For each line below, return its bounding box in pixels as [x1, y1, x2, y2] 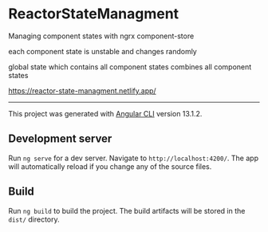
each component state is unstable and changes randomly [8, 46, 197, 56]
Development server [8, 132, 112, 146]
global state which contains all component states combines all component [8, 61, 252, 72]
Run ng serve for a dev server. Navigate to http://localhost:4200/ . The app [8, 153, 259, 163]
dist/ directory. [8, 214, 60, 224]
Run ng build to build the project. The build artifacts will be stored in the [8, 206, 246, 215]
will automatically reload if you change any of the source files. [8, 161, 212, 171]
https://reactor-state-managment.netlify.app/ [8, 85, 157, 96]
